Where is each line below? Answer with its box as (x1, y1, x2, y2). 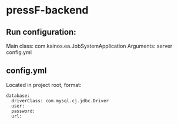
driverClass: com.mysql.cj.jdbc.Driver (11, 98, 109, 103)
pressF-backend (6, 4, 89, 17)
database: (6, 92, 31, 99)
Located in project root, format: (6, 81, 82, 88)
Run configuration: (6, 27, 76, 37)
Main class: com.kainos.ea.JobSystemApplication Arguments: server (6, 42, 173, 49)
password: (11, 108, 35, 114)
